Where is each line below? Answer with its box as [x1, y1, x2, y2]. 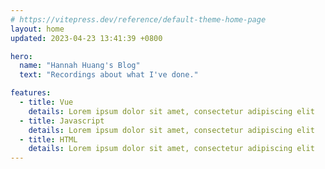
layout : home [10, 24, 65, 34]
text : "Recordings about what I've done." [19, 70, 199, 80]
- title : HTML [19, 134, 78, 145]
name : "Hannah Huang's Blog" [19, 61, 141, 71]
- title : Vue [19, 97, 74, 107]
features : [10, 88, 52, 98]
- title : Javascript [19, 116, 105, 126]
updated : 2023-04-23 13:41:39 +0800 [10, 33, 163, 43]
